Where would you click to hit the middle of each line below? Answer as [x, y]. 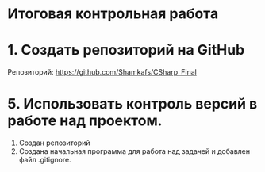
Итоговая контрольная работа [113, 14]
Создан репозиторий [54, 143]
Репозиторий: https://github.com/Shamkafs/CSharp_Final [102, 72]
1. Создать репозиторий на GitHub [126, 50]
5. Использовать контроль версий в [132, 104]
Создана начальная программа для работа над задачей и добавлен [134, 151]
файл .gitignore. [45, 160]
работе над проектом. [85, 121]
